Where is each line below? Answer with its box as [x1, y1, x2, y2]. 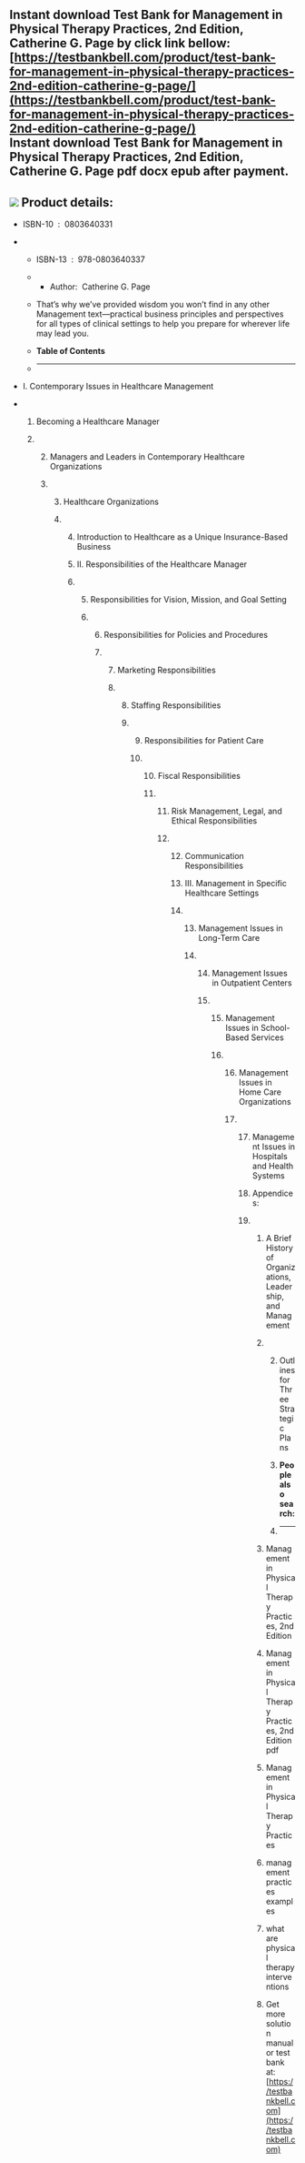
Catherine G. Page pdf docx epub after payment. [9, 164, 289, 179]
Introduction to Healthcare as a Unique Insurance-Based [76, 531, 289, 542]
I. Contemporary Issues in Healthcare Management [22, 381, 214, 392]
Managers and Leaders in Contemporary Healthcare [49, 451, 245, 462]
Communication [184, 851, 245, 862]
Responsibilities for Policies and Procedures [103, 630, 269, 641]
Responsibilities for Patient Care [143, 735, 264, 746]
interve [266, 1972, 292, 1983]
